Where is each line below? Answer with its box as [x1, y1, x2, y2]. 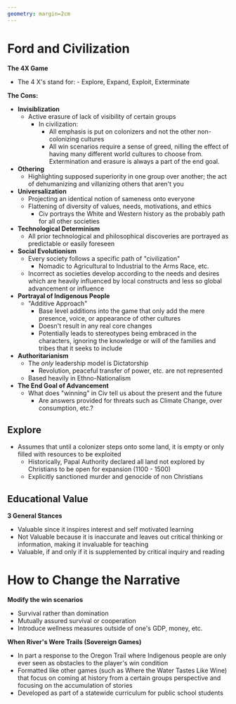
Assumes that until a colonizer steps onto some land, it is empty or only [17, 442, 225, 451]
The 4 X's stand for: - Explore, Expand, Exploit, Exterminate [17, 77, 190, 86]
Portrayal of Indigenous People [17, 291, 110, 300]
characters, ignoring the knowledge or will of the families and [38, 336, 216, 345]
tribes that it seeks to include [38, 344, 123, 352]
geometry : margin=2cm [7, 10, 71, 18]
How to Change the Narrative [7, 572, 181, 588]
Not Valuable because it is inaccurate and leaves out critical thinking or [17, 532, 223, 542]
